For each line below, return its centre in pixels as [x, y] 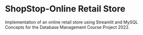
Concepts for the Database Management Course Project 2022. [67, 27]
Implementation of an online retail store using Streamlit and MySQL [72, 22]
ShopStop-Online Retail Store [65, 9]
